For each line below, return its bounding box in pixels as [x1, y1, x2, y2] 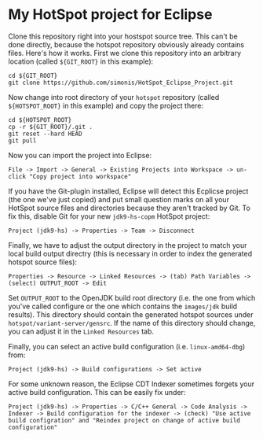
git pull [8, 136, 37, 145]
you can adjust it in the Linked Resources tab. [8, 326, 155, 336]
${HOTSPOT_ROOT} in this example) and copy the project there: [8, 101, 204, 110]
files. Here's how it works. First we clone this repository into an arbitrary [8, 48, 242, 57]
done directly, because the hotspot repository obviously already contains [8, 39, 245, 49]
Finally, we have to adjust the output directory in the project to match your [8, 240, 247, 249]
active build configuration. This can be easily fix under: [8, 387, 186, 397]
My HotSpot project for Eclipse [8, 6, 213, 24]
